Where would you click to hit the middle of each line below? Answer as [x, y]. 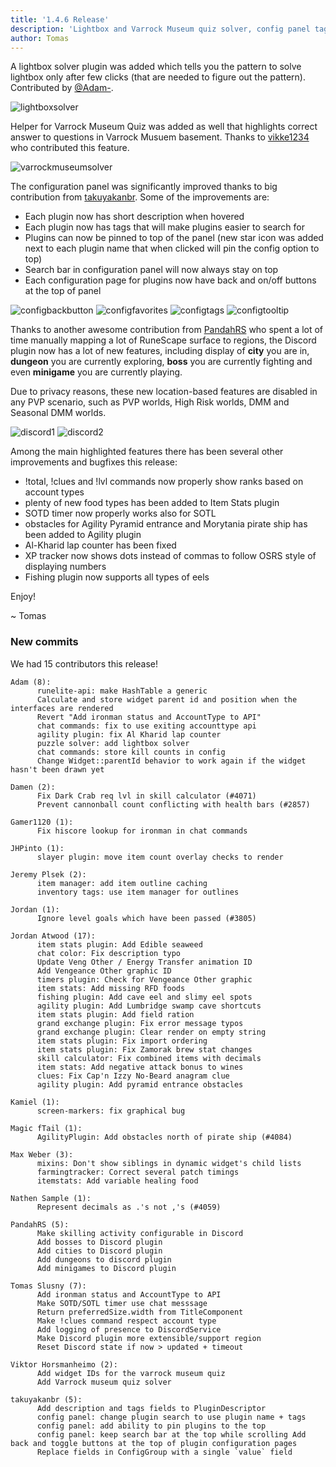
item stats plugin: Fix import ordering [122, 1041]
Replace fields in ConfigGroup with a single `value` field [164, 1452]
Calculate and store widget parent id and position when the [167, 699]
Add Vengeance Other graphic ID [104, 971]
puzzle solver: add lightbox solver [113, 743]
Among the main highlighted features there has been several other [147, 452]
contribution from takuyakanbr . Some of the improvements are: [140, 197]
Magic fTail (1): [46, 1128]
